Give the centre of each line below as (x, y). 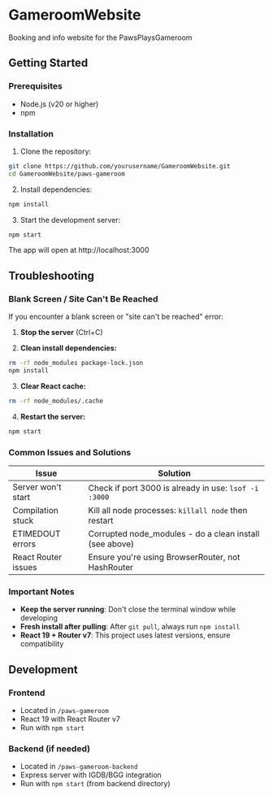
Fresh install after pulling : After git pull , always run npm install (130, 627)
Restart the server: (53, 416)
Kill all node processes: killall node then (168, 510)
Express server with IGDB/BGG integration (91, 775)
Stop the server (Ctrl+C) (61, 333)
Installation (31, 133)
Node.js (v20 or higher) (59, 104)
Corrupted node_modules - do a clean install (174, 533)
